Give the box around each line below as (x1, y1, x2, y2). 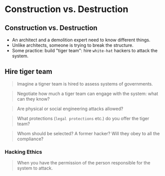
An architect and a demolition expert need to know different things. (12, 37, 151, 43)
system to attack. (17, 165, 53, 171)
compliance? (17, 136, 44, 142)
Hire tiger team (5, 67, 53, 76)
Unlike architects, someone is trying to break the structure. (12, 42, 134, 48)
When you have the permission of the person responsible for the (17, 160, 151, 166)
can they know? (17, 96, 50, 102)
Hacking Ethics (5, 148, 43, 155)
